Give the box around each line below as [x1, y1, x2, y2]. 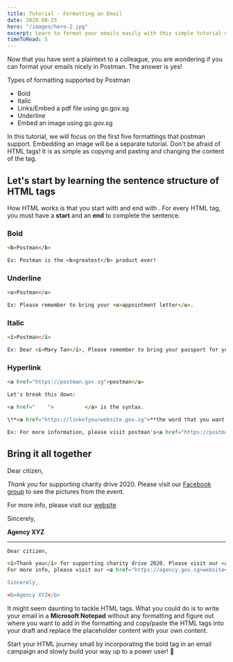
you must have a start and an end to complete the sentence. [7, 211, 180, 220]
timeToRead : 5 [7, 36, 49, 43]
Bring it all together [7, 448, 92, 460]
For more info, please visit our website [7, 501, 116, 509]
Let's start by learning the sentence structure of [7, 174, 220, 186]
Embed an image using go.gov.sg [17, 119, 113, 127]
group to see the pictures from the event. [7, 487, 125, 495]
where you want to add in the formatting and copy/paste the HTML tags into [7, 619, 224, 627]
